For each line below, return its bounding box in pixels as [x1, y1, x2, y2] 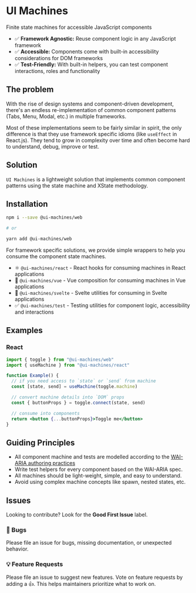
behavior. [6, 545, 29, 552]
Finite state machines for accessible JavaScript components [6, 24, 152, 31]
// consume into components [11, 410, 80, 416]
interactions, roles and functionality [14, 67, 100, 74]
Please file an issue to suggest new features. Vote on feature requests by [6, 574, 183, 581]
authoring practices [28, 460, 76, 467]
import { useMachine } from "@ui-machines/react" [6, 362, 130, 368]
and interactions [14, 308, 54, 315]
